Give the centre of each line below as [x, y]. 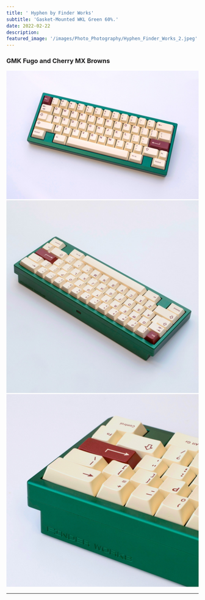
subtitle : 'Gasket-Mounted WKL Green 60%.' [63, 19]
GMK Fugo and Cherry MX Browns [58, 61]
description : [23, 32]
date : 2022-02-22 [28, 26]
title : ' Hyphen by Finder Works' [50, 13]
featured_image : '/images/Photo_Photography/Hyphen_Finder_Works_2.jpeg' [102, 39]
